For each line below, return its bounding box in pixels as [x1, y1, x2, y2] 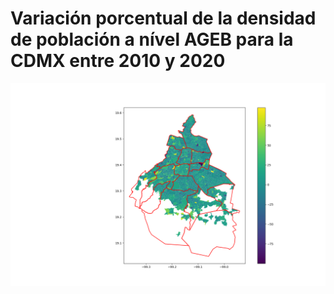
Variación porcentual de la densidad [10, 7, 317, 30]
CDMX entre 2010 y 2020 [10, 50, 226, 72]
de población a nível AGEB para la [10, 28, 294, 51]
